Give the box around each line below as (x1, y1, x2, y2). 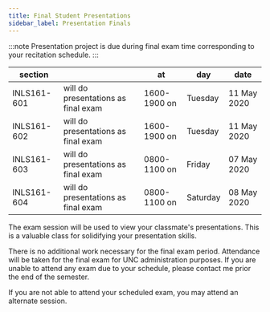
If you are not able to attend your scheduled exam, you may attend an (8, 287, 239, 297)
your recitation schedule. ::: (8, 50, 99, 59)
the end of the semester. (8, 272, 90, 282)
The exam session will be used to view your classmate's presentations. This (8, 222, 260, 232)
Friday (186, 158, 211, 169)
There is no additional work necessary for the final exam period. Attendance (8, 246, 260, 256)
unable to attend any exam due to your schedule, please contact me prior (8, 263, 252, 273)
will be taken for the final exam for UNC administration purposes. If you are (8, 254, 256, 265)
